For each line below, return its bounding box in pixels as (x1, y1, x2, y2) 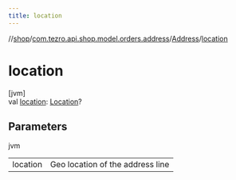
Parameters (8, 119, 68, 133)
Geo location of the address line (49, 159, 170, 170)
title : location (8, 11, 62, 20)
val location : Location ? (8, 97, 82, 106)
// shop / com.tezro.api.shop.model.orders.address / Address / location (8, 34, 229, 43)
